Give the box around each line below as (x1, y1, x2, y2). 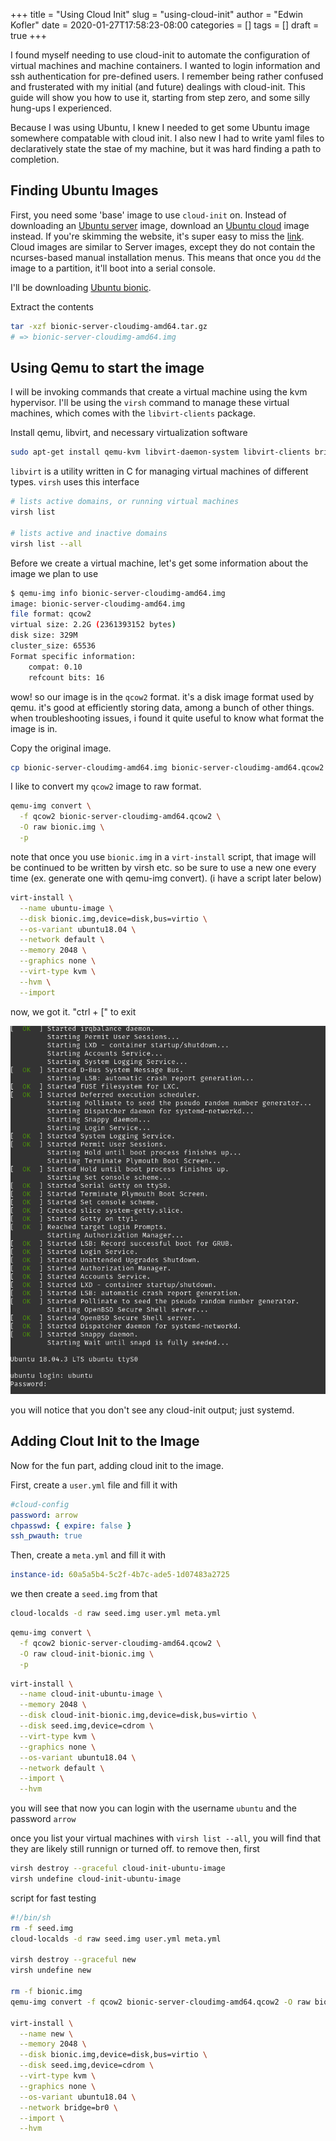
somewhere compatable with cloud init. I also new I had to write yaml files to (10, 132, 325, 144)
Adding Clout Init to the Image (10, 1433, 200, 1450)
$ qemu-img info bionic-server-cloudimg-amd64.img (10, 588, 226, 598)
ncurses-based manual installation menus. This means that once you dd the (10, 251, 322, 263)
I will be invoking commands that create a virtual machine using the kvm (10, 386, 308, 398)
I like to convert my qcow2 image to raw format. (10, 780, 202, 793)
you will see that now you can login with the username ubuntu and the (10, 1802, 297, 1814)
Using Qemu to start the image (10, 359, 205, 376)
